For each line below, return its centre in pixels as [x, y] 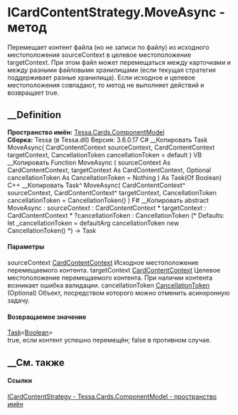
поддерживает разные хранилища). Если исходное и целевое [101, 77]
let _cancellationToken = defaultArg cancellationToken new [93, 223]
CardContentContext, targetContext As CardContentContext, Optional [109, 170]
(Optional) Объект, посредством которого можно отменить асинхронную [119, 293]
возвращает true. [33, 93]
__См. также [36, 363]
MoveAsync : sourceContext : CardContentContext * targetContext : [107, 208]
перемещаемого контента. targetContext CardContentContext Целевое [114, 270]
